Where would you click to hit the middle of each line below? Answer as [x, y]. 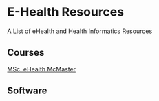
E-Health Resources [66, 12]
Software [27, 91]
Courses [26, 53]
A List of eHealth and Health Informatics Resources [80, 31]
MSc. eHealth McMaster [42, 69]
